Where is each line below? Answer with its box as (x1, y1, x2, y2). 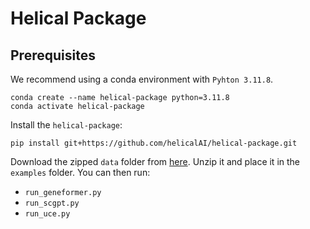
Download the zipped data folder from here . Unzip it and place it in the (10, 156, 301, 167)
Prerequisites (10, 47, 96, 64)
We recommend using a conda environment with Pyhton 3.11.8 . (10, 73, 274, 85)
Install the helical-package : (10, 119, 123, 131)
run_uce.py (24, 209, 71, 219)
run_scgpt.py (24, 198, 80, 208)
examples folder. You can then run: (10, 167, 151, 178)
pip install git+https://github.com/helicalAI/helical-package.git (10, 138, 298, 148)
